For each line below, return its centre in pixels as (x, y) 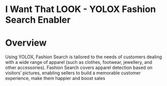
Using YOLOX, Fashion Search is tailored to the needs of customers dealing (84, 57)
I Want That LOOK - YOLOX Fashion (81, 9)
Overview (26, 43)
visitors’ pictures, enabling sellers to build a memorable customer (73, 73)
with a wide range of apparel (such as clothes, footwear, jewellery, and (79, 62)
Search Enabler (38, 20)
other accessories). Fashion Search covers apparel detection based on (79, 68)
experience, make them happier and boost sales (55, 78)
